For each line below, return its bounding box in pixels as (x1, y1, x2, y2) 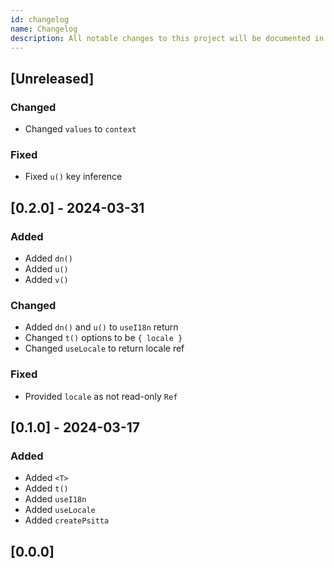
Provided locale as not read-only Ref (24, 390, 178, 402)
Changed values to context (24, 123, 137, 135)
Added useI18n (24, 493, 87, 505)
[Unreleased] (10, 70, 95, 87)
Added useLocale (24, 504, 96, 516)
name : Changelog (10, 24, 78, 34)
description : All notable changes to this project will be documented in (10, 33, 325, 43)
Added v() (24, 274, 69, 286)
